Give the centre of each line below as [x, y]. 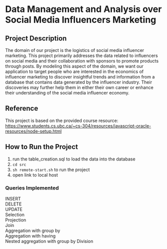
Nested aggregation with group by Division [49, 241]
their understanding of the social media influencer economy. [67, 93]
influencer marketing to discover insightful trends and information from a [80, 77]
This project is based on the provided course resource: [62, 120]
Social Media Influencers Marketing [81, 20]
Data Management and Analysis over [83, 9]
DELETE [13, 204]
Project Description [36, 38]
